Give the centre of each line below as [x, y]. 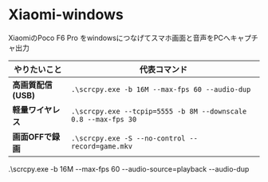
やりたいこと [37, 69]
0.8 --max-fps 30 [104, 119]
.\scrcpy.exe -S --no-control [128, 138]
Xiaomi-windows [66, 15]
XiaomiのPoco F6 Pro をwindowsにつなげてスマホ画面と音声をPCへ [120, 38]
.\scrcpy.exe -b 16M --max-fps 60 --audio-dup [161, 89]
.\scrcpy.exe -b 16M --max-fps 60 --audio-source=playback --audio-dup [129, 168]
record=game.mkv [102, 146]
